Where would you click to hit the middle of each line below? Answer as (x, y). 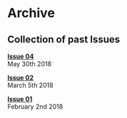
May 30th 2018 (30, 64)
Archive (31, 13)
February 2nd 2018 (35, 107)
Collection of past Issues (63, 39)
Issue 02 (21, 77)
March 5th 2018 (30, 85)
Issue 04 (21, 56)
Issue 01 (20, 99)
